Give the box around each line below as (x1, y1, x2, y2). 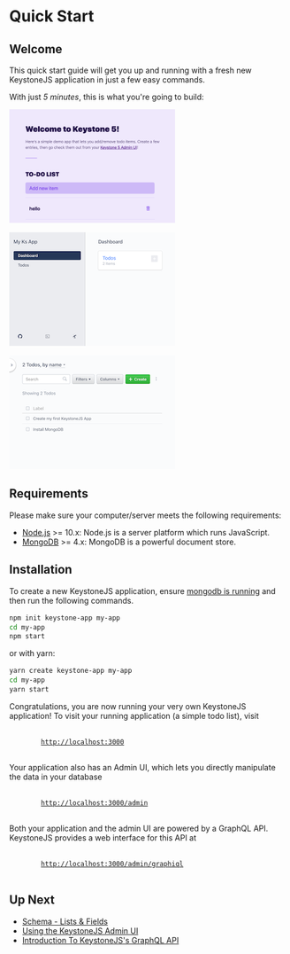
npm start (9, 632, 46, 641)
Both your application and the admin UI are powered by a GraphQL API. (9, 823, 269, 833)
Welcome (9, 42, 63, 57)
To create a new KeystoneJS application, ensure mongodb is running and (9, 585, 276, 596)
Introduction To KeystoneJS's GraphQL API (21, 934, 179, 945)
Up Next (9, 893, 55, 908)
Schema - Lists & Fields (21, 916, 109, 927)
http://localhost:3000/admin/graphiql (41, 859, 184, 868)
